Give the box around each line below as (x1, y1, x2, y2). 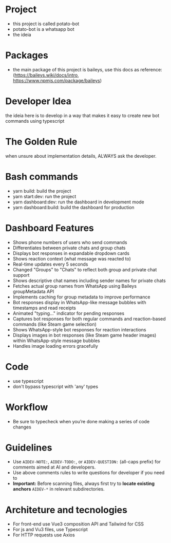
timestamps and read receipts (12, 305, 76, 311)
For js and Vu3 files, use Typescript (12, 527, 88, 533)
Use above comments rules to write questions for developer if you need (12, 470, 165, 476)
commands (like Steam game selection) (12, 321, 97, 327)
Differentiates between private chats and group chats (12, 245, 126, 251)
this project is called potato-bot (12, 21, 80, 27)
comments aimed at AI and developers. (12, 464, 96, 471)
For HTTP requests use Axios (12, 532, 75, 538)
